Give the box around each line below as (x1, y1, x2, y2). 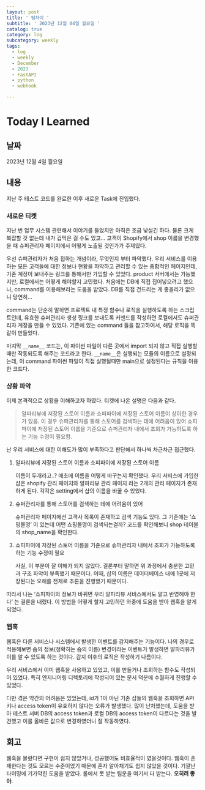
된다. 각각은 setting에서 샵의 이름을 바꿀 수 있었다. (26, 487, 147, 494)
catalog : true (6, 26, 43, 32)
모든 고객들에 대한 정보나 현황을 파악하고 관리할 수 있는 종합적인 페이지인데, (17, 263, 198, 270)
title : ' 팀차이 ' (6, 15, 50, 21)
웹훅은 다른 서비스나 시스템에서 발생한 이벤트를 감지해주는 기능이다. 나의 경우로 (6, 638, 195, 645)
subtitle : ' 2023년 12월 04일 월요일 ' (6, 20, 100, 26)
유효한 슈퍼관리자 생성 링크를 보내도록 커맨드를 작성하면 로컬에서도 (24, 314, 183, 321)
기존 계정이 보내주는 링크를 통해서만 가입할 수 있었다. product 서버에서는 (6, 270, 179, 278)
